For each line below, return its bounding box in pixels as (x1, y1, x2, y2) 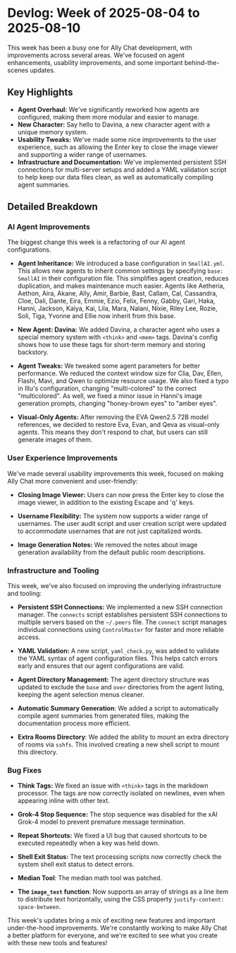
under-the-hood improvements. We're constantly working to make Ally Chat (7, 924, 228, 932)
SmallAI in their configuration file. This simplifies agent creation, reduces (17, 274, 229, 283)
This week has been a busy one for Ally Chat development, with (7, 43, 192, 52)
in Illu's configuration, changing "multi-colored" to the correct (17, 384, 197, 393)
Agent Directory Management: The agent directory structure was (17, 675, 210, 684)
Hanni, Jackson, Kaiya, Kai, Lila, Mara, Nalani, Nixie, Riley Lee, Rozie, (17, 304, 218, 312)
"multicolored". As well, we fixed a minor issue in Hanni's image (17, 392, 203, 400)
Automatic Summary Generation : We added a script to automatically (17, 704, 219, 713)
